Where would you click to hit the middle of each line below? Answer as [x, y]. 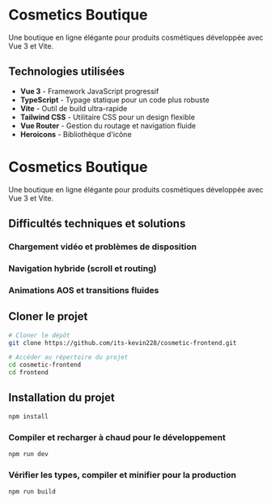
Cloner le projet [48, 317]
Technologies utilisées [67, 72]
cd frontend [28, 373]
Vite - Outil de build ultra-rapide [74, 108]
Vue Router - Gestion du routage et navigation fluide [108, 125]
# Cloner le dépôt [39, 335]
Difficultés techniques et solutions [97, 224]
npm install [28, 416]
